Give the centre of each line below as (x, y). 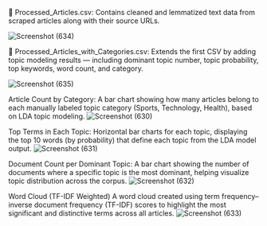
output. (20, 148)
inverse (21, 205)
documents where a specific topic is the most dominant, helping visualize (129, 172)
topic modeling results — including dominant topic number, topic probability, (133, 60)
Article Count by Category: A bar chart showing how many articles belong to (133, 99)
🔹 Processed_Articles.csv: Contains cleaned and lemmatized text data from (132, 12)
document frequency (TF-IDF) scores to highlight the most (130, 205)
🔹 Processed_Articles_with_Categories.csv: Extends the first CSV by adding (132, 51)
